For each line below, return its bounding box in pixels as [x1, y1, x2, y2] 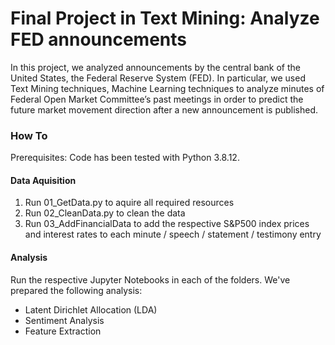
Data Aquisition [10, 174, 77, 186]
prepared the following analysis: [10, 284, 143, 296]
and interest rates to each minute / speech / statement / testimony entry [24, 228, 322, 241]
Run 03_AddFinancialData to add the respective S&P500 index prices [24, 218, 310, 230]
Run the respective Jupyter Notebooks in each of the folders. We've [10, 273, 291, 286]
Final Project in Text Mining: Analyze [10, 7, 320, 30]
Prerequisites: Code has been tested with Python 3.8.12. [10, 152, 240, 164]
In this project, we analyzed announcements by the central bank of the [10, 61, 301, 73]
